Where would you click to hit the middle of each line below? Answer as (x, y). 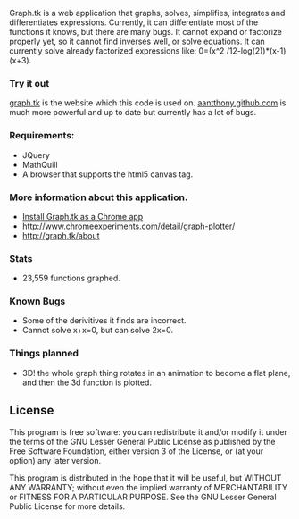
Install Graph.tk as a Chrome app (83, 216)
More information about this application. (99, 197)
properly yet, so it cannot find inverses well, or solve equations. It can (137, 41)
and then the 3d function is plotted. (87, 382)
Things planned (44, 354)
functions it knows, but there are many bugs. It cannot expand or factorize (146, 32)
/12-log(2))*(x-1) (256, 51)
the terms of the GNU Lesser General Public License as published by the (142, 441)
